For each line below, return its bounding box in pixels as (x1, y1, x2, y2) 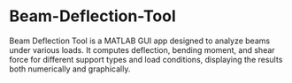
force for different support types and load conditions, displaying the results (9, 54, 283, 64)
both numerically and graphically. (9, 64, 131, 74)
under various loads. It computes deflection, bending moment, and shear (9, 44, 276, 55)
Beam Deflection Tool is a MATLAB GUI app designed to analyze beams (9, 35, 271, 46)
